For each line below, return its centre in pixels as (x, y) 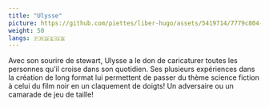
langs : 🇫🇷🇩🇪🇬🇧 (37, 38)
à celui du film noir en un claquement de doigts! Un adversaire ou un (121, 86)
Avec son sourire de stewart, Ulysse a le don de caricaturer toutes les (123, 61)
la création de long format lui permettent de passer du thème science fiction (134, 77)
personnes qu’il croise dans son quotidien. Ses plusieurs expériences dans (132, 69)
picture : (23, 23)
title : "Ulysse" (35, 16)
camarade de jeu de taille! (51, 95)
